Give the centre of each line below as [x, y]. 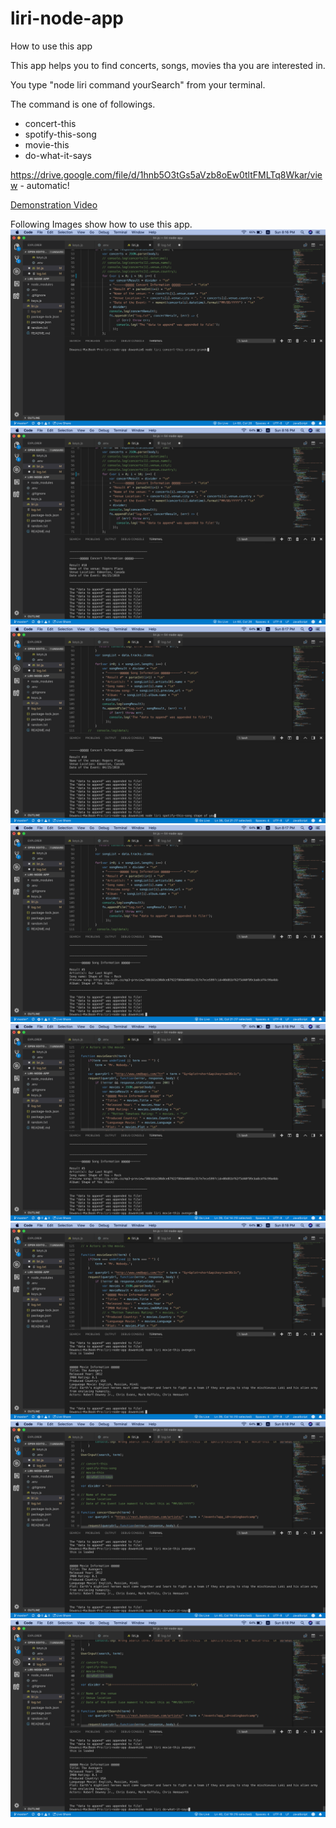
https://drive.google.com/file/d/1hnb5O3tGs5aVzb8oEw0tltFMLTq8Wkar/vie [166, 174]
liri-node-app [67, 18]
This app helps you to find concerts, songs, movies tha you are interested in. [168, 65]
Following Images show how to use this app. [101, 224]
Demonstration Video [54, 204]
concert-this [50, 123]
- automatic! [44, 185]
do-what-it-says [58, 155]
